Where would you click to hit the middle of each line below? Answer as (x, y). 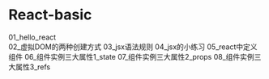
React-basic (50, 15)
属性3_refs (33, 67)
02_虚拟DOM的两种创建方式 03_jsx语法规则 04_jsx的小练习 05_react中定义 (133, 47)
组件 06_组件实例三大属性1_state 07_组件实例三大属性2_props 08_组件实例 (132, 56)
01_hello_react (32, 37)
